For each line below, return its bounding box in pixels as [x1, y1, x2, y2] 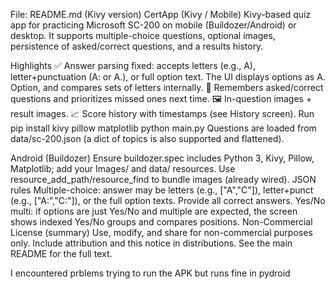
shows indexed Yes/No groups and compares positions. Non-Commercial [10, 216, 313, 228]
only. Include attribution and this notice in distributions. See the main [10, 237, 293, 249]
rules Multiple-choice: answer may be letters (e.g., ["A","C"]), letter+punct [10, 184, 314, 196]
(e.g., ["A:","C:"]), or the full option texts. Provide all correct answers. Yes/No [10, 195, 326, 206]
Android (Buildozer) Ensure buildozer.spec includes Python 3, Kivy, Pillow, [10, 152, 315, 164]
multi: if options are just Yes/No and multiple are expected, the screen [10, 205, 298, 217]
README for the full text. [10, 248, 113, 259]
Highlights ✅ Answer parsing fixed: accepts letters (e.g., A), [10, 60, 257, 71]
